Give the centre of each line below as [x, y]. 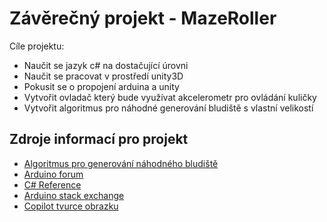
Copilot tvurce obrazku [71, 206]
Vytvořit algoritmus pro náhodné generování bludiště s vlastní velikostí [168, 108]
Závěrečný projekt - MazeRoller [143, 18]
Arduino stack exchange [74, 195]
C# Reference [52, 184]
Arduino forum [53, 174]
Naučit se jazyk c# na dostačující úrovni [106, 65]
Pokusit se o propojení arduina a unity [101, 86]
